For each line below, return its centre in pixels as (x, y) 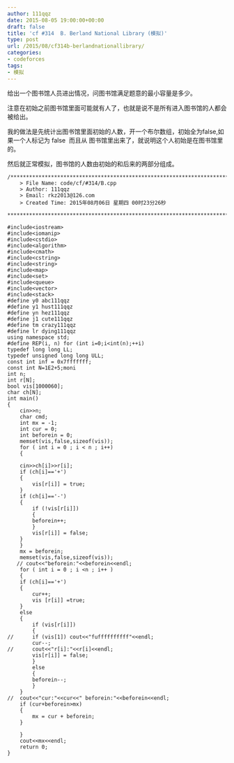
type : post (23, 40)
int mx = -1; (39, 423)
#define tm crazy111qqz (42, 325)
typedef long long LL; (40, 349)
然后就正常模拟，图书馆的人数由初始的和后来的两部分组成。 (93, 163)
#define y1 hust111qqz (40, 307)
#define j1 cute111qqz (40, 319)
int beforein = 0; (46, 435)
